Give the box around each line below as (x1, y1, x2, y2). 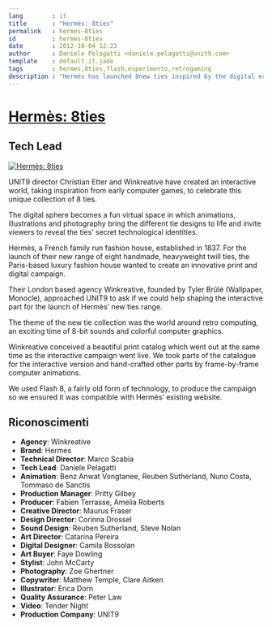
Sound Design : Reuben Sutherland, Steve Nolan (19, 523, 181, 533)
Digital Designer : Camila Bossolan (19, 541, 135, 551)
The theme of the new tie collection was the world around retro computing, (8, 318, 259, 327)
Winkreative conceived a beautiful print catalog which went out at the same (8, 342, 261, 352)
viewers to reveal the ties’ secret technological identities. (8, 227, 198, 236)
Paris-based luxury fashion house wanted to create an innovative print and (8, 260, 257, 270)
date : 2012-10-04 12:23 (8, 42, 117, 50)
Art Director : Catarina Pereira (19, 532, 119, 542)
